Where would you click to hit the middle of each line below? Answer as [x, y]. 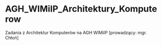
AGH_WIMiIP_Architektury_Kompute [81, 9]
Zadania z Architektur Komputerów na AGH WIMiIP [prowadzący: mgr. [76, 32]
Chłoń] [12, 38]
